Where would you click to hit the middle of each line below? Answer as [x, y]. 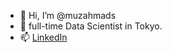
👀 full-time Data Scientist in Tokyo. [91, 26]
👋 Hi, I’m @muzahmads [68, 15]
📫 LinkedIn [43, 37]
